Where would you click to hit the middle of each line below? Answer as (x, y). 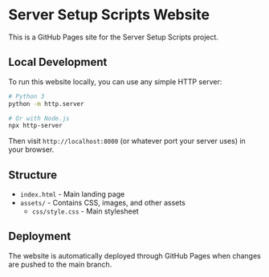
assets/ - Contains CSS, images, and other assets (103, 203)
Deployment (40, 236)
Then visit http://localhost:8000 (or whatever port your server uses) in (127, 141)
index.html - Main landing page (72, 194)
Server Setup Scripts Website (109, 15)
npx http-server (35, 126)
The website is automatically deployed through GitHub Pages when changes (134, 255)
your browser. (31, 149)
